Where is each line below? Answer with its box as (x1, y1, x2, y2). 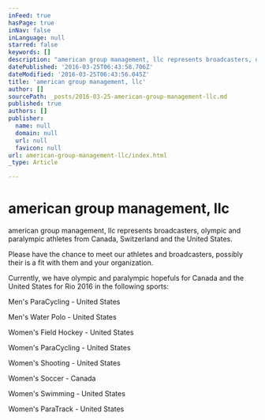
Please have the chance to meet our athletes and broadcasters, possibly (8, 250, 243, 259)
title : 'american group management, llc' (8, 78, 147, 85)
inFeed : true (8, 11, 51, 20)
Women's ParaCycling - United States (8, 343, 132, 353)
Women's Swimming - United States (8, 389, 126, 399)
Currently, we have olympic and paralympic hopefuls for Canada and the (8, 274, 244, 283)
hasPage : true (8, 19, 55, 27)
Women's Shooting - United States (8, 358, 121, 368)
